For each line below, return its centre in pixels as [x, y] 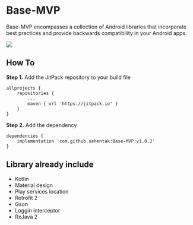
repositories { [36, 93]
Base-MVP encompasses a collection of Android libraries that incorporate [96, 27]
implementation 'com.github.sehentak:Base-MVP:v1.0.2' [86, 141]
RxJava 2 [26, 217]
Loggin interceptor [37, 210]
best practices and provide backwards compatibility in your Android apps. [96, 33]
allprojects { [24, 88]
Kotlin [22, 179]
